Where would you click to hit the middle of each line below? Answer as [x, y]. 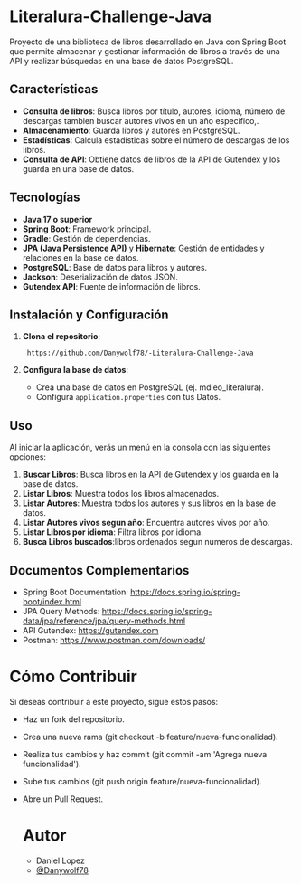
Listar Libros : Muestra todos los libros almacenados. [121, 494]
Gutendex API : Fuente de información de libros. [111, 286]
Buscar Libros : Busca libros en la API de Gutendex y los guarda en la [151, 475]
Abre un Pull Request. [63, 799]
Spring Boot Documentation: [75, 592]
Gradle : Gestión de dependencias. [86, 238]
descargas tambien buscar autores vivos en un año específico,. [141, 120]
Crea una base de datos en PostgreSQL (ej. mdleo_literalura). [150, 387]
